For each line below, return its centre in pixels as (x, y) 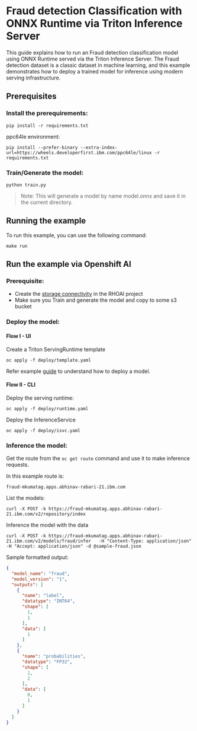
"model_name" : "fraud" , (41, 573)
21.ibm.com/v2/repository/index (46, 514)
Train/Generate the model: (45, 173)
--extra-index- (99, 147)
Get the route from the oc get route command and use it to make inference (98, 458)
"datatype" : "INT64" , (49, 601)
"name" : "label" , (43, 596)
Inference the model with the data (47, 525)
